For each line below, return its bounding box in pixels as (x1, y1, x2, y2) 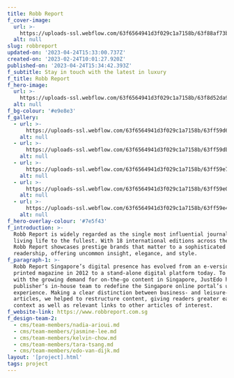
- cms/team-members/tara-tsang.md (13, 341, 114, 348)
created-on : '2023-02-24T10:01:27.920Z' (7, 56, 127, 63)
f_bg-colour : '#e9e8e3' (7, 107, 77, 114)
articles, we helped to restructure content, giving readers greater (13, 296, 219, 303)
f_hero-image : (7, 82, 49, 89)
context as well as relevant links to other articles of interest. (13, 302, 214, 309)
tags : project (7, 361, 49, 368)
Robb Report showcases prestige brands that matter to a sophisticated (13, 243, 226, 251)
